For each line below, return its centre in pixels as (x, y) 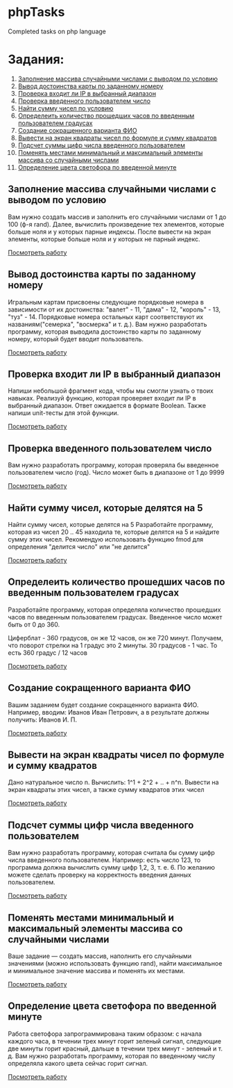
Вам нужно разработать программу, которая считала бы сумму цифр (112, 853)
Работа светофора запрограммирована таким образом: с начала (105, 1034)
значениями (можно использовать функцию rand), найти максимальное (115, 963)
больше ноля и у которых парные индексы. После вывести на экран (109, 232)
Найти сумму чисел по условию (66, 108)
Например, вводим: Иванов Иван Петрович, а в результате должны (109, 712)
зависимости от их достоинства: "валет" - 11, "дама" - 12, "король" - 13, (114, 309)
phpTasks (36, 12)
